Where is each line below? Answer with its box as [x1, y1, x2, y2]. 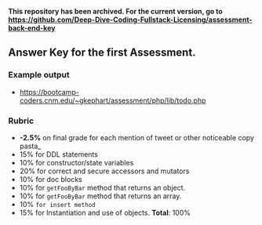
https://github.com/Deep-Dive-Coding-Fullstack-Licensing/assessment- [8, 15, 253, 24]
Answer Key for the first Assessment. [8, 46, 196, 60]
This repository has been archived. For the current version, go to [8, 7, 224, 16]
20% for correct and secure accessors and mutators [19, 166, 190, 176]
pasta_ [19, 141, 42, 151]
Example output [8, 70, 70, 81]
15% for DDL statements [19, 149, 98, 159]
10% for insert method [19, 199, 96, 209]
